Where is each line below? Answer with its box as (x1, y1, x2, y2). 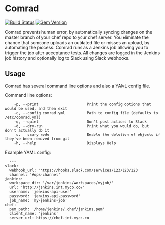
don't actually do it (5, 128, 50, 133)
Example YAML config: (5, 149, 51, 155)
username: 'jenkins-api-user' (9, 189, 72, 194)
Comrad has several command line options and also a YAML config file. (5, 83, 151, 89)
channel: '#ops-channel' (9, 172, 61, 177)
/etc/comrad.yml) (5, 115, 41, 120)
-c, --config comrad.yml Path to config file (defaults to (14, 110, 158, 115)
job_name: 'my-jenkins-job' (9, 198, 68, 203)
